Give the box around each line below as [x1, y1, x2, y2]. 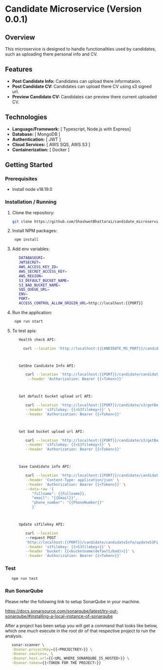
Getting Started [5, 161, 53, 169]
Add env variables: [12, 246, 50, 252]
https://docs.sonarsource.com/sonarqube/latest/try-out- [5, 608, 118, 614]
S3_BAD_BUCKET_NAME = [18, 282, 61, 288]
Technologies [5, 113, 48, 121]
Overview [5, 33, 36, 41]
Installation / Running [5, 199, 57, 205]
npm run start [14, 319, 43, 324]
